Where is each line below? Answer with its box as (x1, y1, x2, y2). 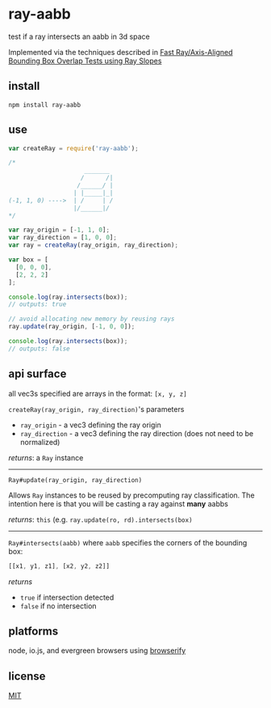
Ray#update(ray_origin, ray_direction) (8, 476, 143, 484)
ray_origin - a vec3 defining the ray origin (19, 420, 161, 430)
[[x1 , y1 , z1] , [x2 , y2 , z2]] (8, 562, 110, 570)
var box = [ (8, 256, 48, 264)
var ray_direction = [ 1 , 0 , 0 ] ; (8, 234, 117, 242)
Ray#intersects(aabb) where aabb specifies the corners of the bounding (8, 537, 248, 547)
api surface (8, 367, 67, 381)
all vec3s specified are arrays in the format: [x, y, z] (8, 388, 187, 398)
